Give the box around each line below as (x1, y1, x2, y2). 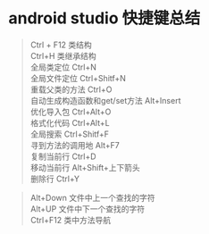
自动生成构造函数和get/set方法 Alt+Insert (29, 95, 181, 105)
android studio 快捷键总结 (8, 8, 201, 29)
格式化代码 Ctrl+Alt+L (29, 117, 110, 128)
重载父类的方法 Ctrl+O (29, 84, 113, 95)
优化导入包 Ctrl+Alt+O (29, 106, 112, 117)
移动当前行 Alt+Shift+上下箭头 (29, 162, 140, 172)
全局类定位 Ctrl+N (29, 62, 97, 72)
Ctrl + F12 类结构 (29, 39, 93, 50)
